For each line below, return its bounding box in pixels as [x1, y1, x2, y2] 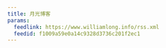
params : [7, 17, 30, 24]
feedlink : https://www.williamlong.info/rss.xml [13, 23, 160, 30]
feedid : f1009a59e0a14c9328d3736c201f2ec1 [13, 30, 141, 37]
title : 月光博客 [7, 10, 51, 18]
